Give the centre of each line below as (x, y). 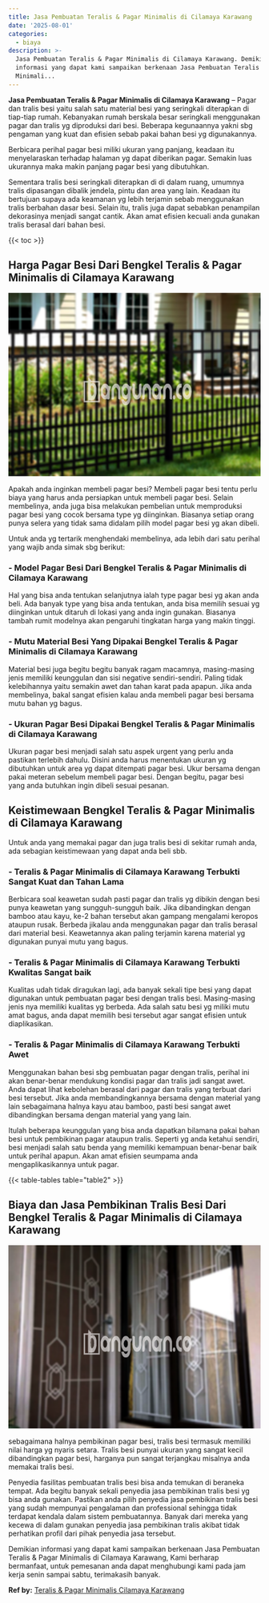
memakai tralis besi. (41, 1467)
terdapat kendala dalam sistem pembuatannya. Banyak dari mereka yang (128, 1516)
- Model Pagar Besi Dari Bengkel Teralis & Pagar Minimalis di (127, 568)
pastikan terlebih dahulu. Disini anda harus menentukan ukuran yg (117, 759)
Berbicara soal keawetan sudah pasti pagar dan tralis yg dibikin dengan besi (134, 899)
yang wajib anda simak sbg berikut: (67, 547)
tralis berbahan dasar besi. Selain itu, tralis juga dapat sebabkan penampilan (134, 207)
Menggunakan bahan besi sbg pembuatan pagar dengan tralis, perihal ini (129, 1072)
